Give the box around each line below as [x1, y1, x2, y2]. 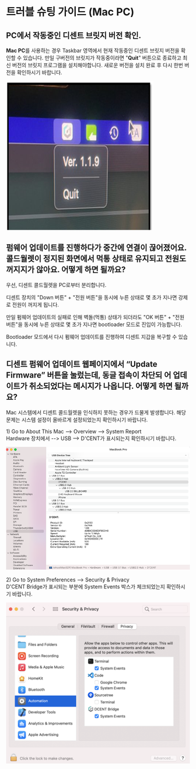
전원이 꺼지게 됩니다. [12, 301, 60, 308]
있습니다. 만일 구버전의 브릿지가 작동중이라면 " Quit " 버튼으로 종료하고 [23, 54, 182, 61]
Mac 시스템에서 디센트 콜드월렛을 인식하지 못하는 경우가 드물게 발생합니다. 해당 [6, 408, 187, 415]
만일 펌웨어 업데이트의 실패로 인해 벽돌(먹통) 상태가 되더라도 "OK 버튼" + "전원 [6, 313, 185, 320]
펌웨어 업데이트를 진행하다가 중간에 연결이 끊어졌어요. [6, 243, 187, 253]
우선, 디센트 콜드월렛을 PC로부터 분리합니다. [6, 281, 107, 288]
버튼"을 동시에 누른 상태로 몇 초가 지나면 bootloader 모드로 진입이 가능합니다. [6, 321, 183, 328]
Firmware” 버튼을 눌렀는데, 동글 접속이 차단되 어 [6, 370, 171, 380]
